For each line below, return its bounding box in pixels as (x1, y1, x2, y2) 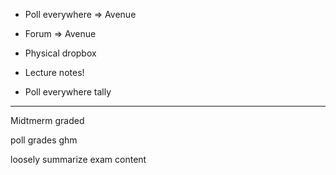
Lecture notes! (24, 67, 85, 78)
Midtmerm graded (10, 115, 85, 126)
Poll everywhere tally (24, 86, 112, 98)
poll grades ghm (10, 134, 78, 146)
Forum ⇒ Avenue (24, 28, 97, 39)
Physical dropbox (24, 47, 97, 59)
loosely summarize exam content (10, 154, 147, 165)
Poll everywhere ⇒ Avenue (24, 9, 137, 20)
